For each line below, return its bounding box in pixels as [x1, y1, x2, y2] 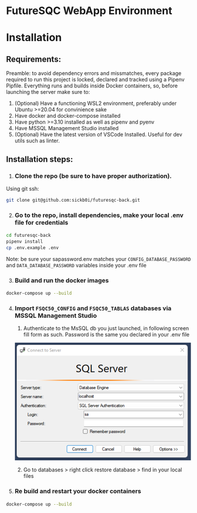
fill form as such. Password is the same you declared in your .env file [23, 331, 190, 338]
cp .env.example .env [6, 244, 59, 250]
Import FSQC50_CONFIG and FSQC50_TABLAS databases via [14, 304, 172, 312]
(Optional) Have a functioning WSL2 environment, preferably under [14, 100, 177, 107]
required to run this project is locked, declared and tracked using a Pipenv [6, 76, 185, 83]
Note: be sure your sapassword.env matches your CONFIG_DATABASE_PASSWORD [6, 255, 191, 262]
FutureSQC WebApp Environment [6, 4, 172, 18]
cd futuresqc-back [6, 233, 51, 239]
